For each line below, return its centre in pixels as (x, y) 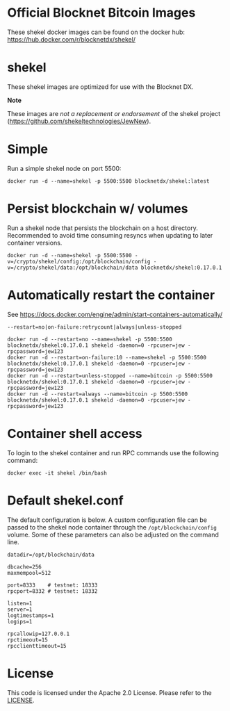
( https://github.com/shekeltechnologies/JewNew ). (79, 121)
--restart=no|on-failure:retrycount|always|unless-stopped (95, 327)
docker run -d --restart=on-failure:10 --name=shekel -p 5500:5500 (107, 357)
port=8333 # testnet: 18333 (52, 585)
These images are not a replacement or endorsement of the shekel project (114, 113)
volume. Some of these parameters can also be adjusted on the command (113, 534)
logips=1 (20, 621)
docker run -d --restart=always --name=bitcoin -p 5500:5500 (98, 394)
